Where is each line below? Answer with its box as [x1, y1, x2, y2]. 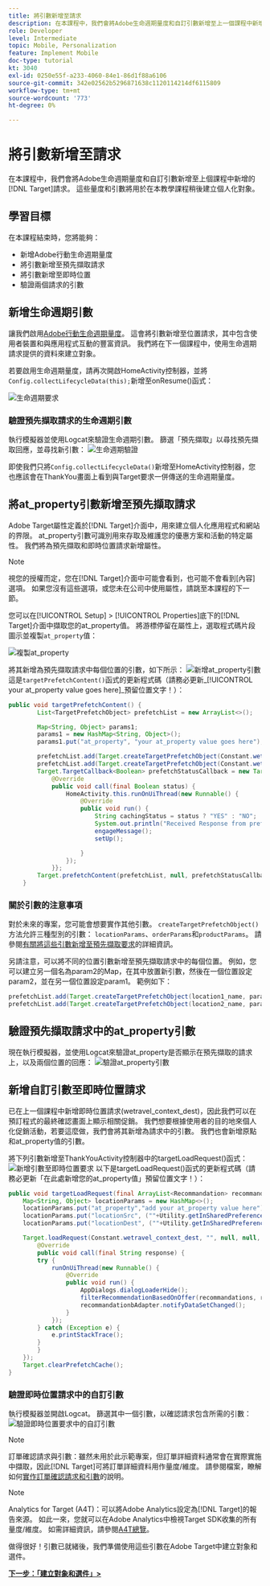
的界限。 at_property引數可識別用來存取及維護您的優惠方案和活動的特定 [8, 530, 247, 540]
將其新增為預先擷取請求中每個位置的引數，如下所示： [8, 664, 185, 674]
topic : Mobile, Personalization [8, 42, 117, 50]
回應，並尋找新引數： [14, 444, 86, 454]
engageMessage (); [94, 827, 153, 835]
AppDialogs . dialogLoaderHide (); [80, 1286, 189, 1295]
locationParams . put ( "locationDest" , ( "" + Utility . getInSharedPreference [22, 1219, 268, 1227]
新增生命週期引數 [8, 306, 93, 319]
